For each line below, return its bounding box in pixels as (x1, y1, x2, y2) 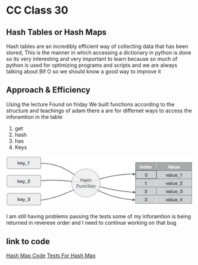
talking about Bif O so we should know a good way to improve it (6, 68, 161, 75)
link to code (6, 236, 50, 246)
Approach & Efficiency (6, 85, 90, 95)
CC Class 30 (6, 4, 69, 17)
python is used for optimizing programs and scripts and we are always (6, 62, 177, 69)
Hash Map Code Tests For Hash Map (6, 252, 96, 259)
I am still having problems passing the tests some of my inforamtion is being (6, 213, 191, 220)
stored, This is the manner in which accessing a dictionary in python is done (6, 49, 191, 56)
